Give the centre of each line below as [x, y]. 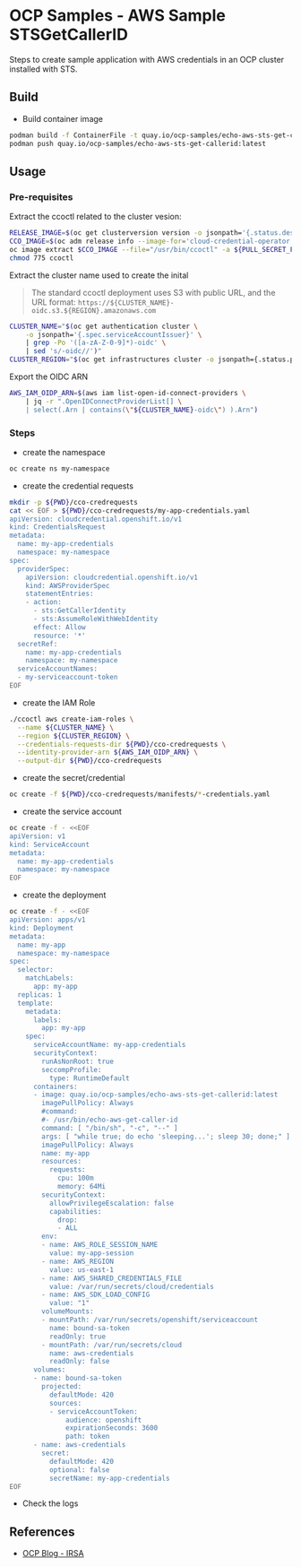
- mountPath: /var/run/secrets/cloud [112, 1345]
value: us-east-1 [82, 1269]
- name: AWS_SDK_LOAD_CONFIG [96, 1295]
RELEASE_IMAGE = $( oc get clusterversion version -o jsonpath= [126, 233]
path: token [88, 1437]
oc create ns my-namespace [60, 468]
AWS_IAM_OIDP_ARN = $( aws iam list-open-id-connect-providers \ [128, 394]
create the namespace [64, 452]
